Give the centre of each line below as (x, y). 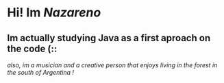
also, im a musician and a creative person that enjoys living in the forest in (112, 65)
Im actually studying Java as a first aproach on (109, 38)
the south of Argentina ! (40, 72)
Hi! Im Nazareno (54, 13)
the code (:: (32, 48)
